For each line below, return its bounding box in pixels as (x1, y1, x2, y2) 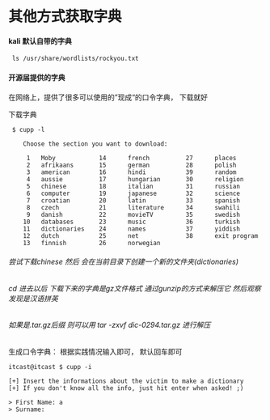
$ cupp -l (11, 125, 45, 134)
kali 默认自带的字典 (8, 36, 73, 45)
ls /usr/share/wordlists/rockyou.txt (11, 54, 139, 63)
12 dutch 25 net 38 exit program (23, 231, 259, 240)
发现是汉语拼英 (8, 293, 58, 303)
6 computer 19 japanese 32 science (26, 189, 241, 197)
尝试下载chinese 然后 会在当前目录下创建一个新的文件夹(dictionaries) (8, 257, 239, 267)
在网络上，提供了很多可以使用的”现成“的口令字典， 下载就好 (8, 92, 209, 102)
